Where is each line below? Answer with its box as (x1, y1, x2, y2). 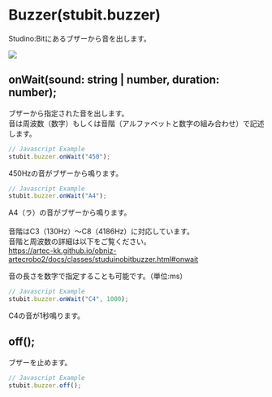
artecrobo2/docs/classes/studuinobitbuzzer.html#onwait (8, 255, 199, 264)
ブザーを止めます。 (8, 357, 72, 367)
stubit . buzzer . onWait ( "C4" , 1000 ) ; (8, 295, 129, 303)
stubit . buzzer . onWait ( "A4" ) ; (8, 192, 107, 200)
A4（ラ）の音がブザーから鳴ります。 (8, 207, 132, 217)
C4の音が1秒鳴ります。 (8, 311, 85, 321)
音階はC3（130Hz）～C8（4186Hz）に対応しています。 (8, 226, 195, 237)
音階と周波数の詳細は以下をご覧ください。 (8, 237, 151, 246)
